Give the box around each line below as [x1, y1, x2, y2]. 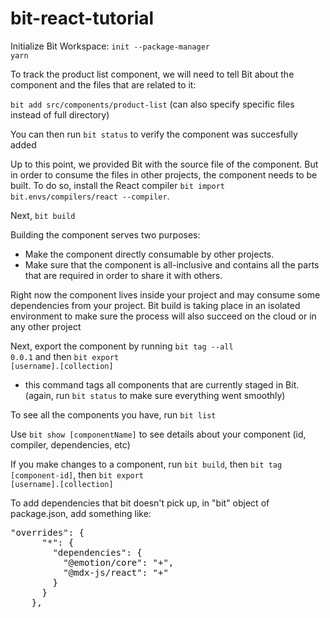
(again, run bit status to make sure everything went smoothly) [24, 389, 286, 401]
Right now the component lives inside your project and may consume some [10, 288, 321, 301]
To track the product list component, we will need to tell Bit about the [10, 68, 295, 80]
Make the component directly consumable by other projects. [24, 248, 275, 260]
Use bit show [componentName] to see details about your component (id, [10, 428, 307, 440]
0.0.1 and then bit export [10, 350, 120, 362]
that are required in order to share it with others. [24, 269, 223, 281]
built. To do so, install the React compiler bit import [10, 179, 226, 191]
